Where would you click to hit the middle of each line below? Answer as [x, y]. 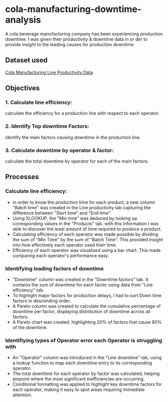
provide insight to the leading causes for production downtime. [70, 44]
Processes [22, 177]
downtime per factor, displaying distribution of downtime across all [81, 312]
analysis [23, 20]
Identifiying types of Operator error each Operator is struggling [84, 340]
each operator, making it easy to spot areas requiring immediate [78, 389]
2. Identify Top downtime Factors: [47, 126]
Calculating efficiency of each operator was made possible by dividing [85, 234]
